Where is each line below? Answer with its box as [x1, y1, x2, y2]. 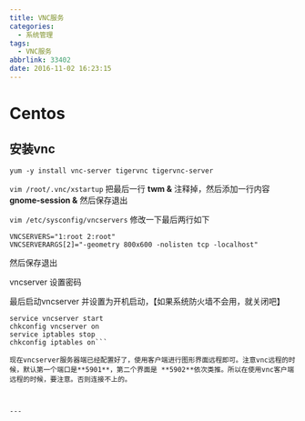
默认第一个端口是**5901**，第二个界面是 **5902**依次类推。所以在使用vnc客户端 [22, 365, 294, 374]
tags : [9, 38, 30, 48]
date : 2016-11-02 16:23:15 [9, 65, 112, 74]
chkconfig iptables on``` [9, 337, 107, 346]
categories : [9, 22, 55, 31]
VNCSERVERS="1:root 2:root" [9, 232, 117, 241]
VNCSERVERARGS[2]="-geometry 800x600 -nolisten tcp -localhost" [9, 240, 259, 249]
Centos [9, 104, 66, 124]
